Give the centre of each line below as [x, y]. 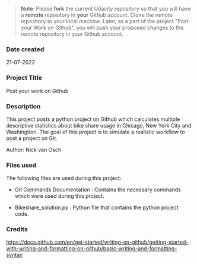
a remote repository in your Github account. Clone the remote [97, 15]
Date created [25, 49]
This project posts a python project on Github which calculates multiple [93, 119]
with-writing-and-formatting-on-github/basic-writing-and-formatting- [92, 249]
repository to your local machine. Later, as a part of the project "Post [104, 21]
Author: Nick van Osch [34, 150]
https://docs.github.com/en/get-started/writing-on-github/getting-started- [97, 242]
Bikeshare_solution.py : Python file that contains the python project [97, 207]
